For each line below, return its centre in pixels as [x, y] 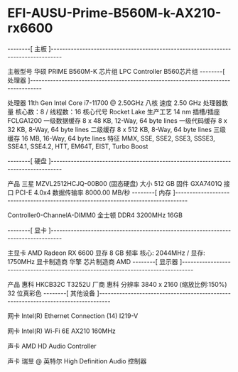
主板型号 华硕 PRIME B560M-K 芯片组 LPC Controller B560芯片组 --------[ [116, 71]
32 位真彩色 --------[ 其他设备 [52, 293]
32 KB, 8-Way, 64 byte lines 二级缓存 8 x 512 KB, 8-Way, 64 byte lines [109, 129]
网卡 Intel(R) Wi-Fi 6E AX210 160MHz [61, 331]
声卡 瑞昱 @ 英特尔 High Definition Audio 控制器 [77, 361]
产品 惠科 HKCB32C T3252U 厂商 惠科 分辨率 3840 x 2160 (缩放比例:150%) [117, 284]
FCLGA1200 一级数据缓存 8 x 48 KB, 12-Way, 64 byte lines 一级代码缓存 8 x [117, 120]
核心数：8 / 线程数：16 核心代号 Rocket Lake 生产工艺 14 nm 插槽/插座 [118, 111]
